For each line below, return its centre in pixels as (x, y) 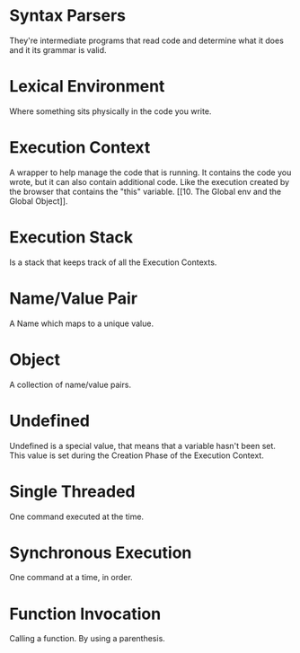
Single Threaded (72, 491)
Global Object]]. (39, 201)
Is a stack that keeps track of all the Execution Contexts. (113, 262)
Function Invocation (85, 614)
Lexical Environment (87, 87)
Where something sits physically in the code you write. (110, 111)
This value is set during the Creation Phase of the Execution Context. (137, 455)
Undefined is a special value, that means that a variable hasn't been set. (143, 446)
